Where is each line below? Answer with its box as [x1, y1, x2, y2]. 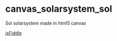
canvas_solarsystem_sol [5, 3, 112, 15]
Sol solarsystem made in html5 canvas [5, 20, 86, 26]
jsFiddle [5, 30, 22, 36]
